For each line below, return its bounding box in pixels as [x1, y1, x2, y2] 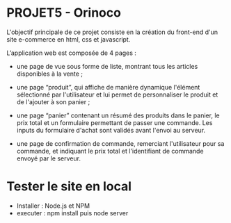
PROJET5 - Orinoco [6, 5, 121, 21]
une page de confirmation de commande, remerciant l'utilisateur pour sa [16, 139, 225, 147]
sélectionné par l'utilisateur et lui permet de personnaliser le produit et [16, 90, 218, 99]
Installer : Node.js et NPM [16, 201, 90, 210]
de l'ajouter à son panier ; [16, 97, 90, 106]
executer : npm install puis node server [16, 208, 129, 217]
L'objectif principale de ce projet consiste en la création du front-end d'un [6, 28, 218, 36]
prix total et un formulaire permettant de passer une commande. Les [16, 118, 213, 126]
